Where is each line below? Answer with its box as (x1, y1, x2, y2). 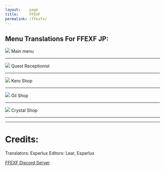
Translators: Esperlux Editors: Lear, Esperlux (5, 150, 95, 156)
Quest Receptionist (11, 63, 50, 69)
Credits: (5, 134, 39, 145)
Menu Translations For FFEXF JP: (5, 34, 109, 43)
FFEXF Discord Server (5, 160, 50, 166)
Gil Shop (11, 93, 28, 99)
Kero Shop (11, 78, 33, 84)
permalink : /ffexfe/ (5, 16, 48, 21)
